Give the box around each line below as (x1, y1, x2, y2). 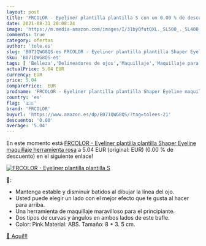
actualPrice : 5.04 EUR (6, 65, 64, 72)
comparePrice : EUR (6, 83, 56, 89)
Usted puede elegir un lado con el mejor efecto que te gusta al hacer (15, 195, 189, 202)
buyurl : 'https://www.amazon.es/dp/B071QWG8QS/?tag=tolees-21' (6, 111, 172, 117)
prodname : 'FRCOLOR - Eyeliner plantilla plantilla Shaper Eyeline (6, 89, 183, 95)
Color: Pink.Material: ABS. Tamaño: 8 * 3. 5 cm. (15, 221, 135, 228)
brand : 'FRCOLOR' (6, 105, 51, 112)
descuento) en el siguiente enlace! (6, 152, 94, 160)
